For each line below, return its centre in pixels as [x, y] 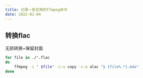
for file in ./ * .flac [28, 58]
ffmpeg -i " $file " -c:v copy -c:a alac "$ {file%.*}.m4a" [76, 67]
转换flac [18, 35]
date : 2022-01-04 [23, 14]
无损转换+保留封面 [24, 48]
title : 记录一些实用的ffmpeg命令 [36, 10]
